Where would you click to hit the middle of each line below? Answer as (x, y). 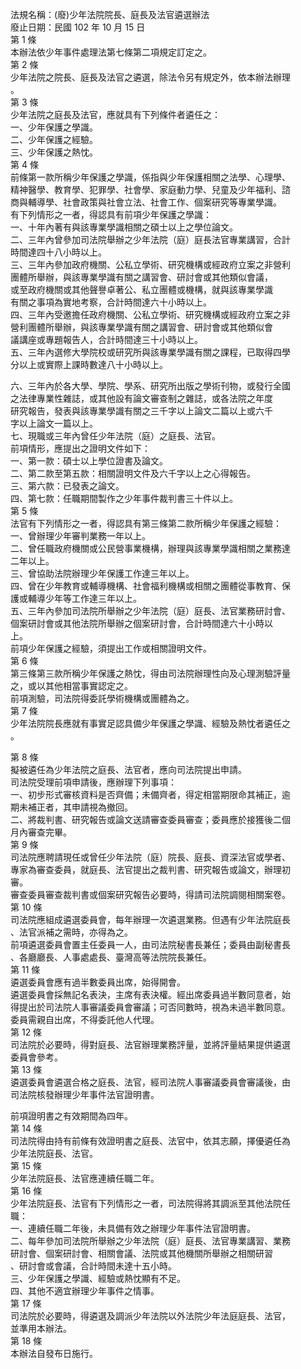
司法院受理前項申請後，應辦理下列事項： (93, 782)
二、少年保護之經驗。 (54, 139)
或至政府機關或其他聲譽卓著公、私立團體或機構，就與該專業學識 (141, 289)
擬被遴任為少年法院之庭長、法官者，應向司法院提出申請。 (128, 769)
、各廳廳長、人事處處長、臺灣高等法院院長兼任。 (111, 957)
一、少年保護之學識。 (54, 127)
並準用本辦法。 (41, 1328)
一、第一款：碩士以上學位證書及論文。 (89, 461)
